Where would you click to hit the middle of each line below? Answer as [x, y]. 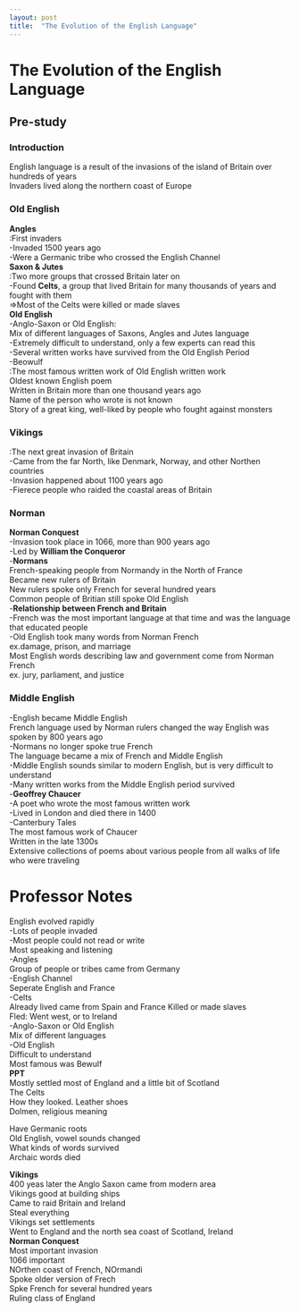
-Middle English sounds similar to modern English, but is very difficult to [141, 765]
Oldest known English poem [61, 380]
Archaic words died [45, 1157]
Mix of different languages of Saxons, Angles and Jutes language [129, 333]
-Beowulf [26, 361]
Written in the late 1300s [54, 841]
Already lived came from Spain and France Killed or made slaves [128, 1006]
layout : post [33, 17]
